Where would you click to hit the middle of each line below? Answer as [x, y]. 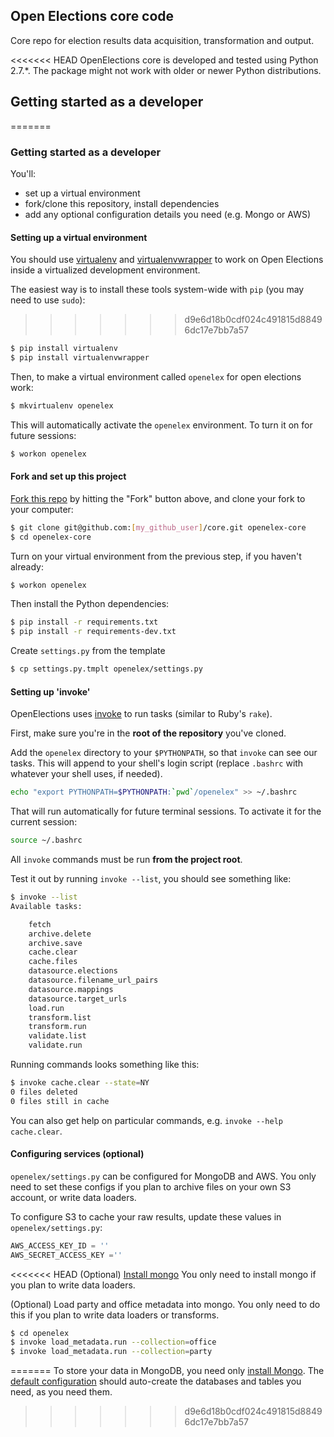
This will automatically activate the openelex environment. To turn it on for [161, 425]
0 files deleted [44, 1092]
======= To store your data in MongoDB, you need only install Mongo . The [167, 1371]
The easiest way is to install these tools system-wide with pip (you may [157, 290]
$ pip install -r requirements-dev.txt [93, 632]
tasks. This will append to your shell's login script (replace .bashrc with [157, 763]
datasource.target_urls [78, 999]
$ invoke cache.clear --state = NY [80, 1083]
